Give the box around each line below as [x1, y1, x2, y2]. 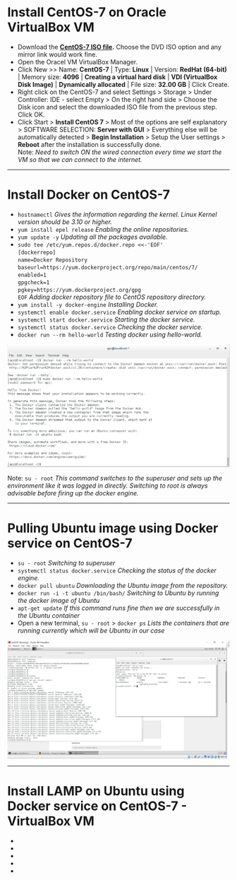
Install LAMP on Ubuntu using [7, 783, 185, 799]
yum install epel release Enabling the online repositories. [17, 225, 189, 233]
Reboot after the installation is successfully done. [17, 140, 162, 148]
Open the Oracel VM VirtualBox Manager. [17, 57, 138, 66]
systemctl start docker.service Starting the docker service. [17, 315, 195, 324]
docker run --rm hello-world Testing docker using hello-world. [17, 330, 202, 339]
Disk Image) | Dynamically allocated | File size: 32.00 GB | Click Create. [17, 80, 229, 88]
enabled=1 [17, 271, 47, 278]
